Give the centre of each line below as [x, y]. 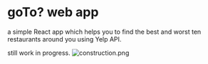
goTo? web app [53, 12]
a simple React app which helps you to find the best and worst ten [104, 32]
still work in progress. [39, 53]
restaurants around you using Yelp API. [64, 39]
